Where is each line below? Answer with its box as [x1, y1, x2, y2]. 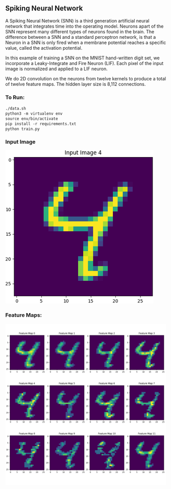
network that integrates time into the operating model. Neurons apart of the [5, 23, 164, 29]
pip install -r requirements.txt [5, 121, 77, 127]
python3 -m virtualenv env [5, 111, 63, 117]
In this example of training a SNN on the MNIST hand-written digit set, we [5, 55, 160, 61]
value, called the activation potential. [5, 45, 83, 51]
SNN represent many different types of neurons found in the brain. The [5, 28, 155, 35]
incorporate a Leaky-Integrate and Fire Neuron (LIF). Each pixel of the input [5, 60, 164, 66]
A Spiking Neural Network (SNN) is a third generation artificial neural [5, 17, 150, 24]
